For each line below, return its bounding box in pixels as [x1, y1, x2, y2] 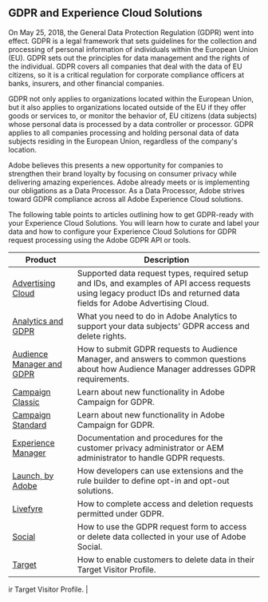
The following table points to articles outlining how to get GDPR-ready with [8, 209, 254, 219]
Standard [12, 419, 47, 430]
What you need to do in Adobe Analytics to [77, 311, 238, 322]
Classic [12, 396, 40, 407]
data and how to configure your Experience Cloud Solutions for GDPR [8, 227, 237, 236]
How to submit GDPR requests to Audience [77, 343, 238, 354]
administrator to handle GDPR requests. [77, 452, 226, 463]
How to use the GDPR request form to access [77, 521, 247, 532]
